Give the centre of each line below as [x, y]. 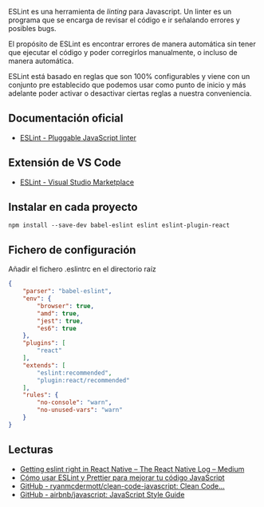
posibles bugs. [33, 28]
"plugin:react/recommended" [83, 380]
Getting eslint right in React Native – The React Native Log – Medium [132, 469]
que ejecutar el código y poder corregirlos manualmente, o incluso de [123, 52]
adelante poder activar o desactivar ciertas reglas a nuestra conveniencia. [130, 93]
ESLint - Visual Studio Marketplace [77, 182]
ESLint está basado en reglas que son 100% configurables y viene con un [129, 76]
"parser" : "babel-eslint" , [67, 291]
